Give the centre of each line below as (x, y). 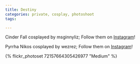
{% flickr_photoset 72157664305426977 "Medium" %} (61, 56)
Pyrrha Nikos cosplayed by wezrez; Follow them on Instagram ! (69, 47)
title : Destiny (21, 10)
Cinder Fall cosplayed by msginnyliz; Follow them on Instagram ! (70, 37)
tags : (11, 19)
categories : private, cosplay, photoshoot (50, 14)
